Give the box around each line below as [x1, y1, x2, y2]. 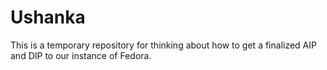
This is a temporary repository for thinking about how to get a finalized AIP [10, 39, 317, 51]
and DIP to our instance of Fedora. [10, 49, 152, 61]
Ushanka [10, 6, 86, 29]
